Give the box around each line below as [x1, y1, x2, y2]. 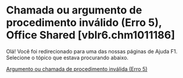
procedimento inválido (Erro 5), [6, 16, 162, 29]
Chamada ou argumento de [6, 4, 142, 17]
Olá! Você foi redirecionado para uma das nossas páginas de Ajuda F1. [6, 48, 178, 55]
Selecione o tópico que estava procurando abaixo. [6, 54, 129, 61]
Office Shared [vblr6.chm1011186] [6, 29, 175, 42]
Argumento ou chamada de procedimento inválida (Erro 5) [6, 65, 148, 72]
